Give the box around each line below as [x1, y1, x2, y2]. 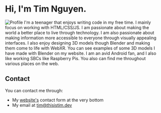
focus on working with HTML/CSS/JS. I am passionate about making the [5, 24, 149, 30]
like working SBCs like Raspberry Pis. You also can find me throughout [5, 55, 146, 61]
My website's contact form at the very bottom [12, 97, 104, 103]
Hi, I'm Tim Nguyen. [5, 3, 86, 15]
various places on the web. [5, 61, 59, 66]
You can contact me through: [5, 87, 63, 93]
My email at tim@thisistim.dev [12, 102, 72, 108]
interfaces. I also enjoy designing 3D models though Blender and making [5, 40, 150, 46]
